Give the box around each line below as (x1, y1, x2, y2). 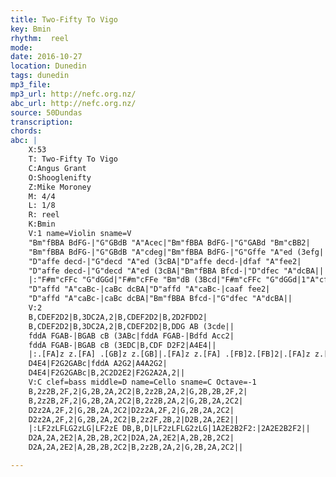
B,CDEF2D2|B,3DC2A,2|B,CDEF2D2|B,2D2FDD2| (28, 312, 208, 322)
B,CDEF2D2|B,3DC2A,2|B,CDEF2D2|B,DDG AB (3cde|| (28, 321, 235, 331)
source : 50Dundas (10, 107, 83, 118)
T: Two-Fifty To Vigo (28, 154, 118, 164)
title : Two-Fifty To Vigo (10, 14, 118, 25)
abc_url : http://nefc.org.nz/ (10, 98, 137, 108)
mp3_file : (10, 80, 52, 90)
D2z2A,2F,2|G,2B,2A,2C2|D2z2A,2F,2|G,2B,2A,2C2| (28, 405, 235, 415)
